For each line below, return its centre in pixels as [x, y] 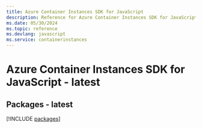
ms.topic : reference [32, 29]
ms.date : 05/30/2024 [32, 23]
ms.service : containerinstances [47, 40]
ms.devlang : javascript [36, 34]
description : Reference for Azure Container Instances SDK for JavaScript [102, 17]
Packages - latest [40, 104]
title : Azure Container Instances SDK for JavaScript [75, 12]
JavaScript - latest [53, 82]
